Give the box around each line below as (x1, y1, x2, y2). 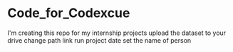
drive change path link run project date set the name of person (7, 36, 192, 44)
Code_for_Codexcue (7, 5, 130, 21)
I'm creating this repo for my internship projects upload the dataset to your (7, 28, 227, 37)
